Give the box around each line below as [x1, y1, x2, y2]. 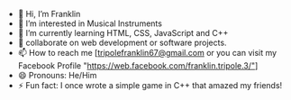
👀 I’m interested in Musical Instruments [17, 18, 162, 29]
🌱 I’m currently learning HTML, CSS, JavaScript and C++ [17, 28, 229, 38]
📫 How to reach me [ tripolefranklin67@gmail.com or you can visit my [17, 48, 277, 58]
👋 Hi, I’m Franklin [17, 9, 81, 19]
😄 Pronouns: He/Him [17, 70, 97, 80]
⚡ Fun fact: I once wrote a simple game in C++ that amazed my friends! [17, 80, 283, 90]
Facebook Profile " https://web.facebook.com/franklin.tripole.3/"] [17, 60, 259, 71]
